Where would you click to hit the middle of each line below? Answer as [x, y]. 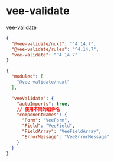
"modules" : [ [27, 77]
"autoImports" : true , [43, 104]
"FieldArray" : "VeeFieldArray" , [61, 132]
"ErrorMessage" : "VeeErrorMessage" [66, 137]
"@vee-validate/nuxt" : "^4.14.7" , [54, 44]
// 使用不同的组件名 [38, 109]
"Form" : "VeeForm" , [45, 120]
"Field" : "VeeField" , [48, 126]
